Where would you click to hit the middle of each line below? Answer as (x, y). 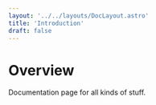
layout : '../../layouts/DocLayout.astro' (79, 16)
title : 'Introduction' (46, 23)
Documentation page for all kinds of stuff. (77, 92)
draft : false (30, 30)
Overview (41, 70)
